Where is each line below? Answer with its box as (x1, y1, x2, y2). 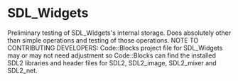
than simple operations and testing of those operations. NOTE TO (7, 36, 199, 44)
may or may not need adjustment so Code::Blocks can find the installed (7, 51, 217, 60)
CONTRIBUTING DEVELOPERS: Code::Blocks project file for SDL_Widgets (7, 43, 223, 52)
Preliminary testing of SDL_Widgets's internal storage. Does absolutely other (7, 28, 232, 37)
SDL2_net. (7, 66, 38, 75)
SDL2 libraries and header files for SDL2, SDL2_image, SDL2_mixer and (7, 58, 217, 67)
